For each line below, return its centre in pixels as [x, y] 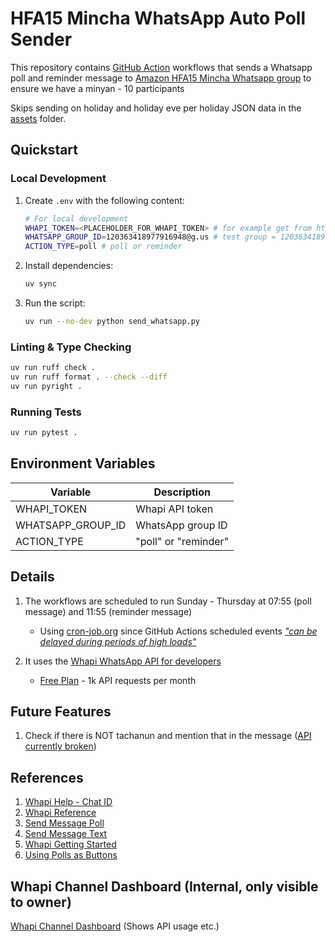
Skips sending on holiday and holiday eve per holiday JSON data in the [156, 108]
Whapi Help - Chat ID [68, 802]
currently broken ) [60, 746]
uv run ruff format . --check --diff [89, 377]
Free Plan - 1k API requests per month [118, 680]
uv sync [40, 284]
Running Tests [46, 412]
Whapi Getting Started [70, 844]
